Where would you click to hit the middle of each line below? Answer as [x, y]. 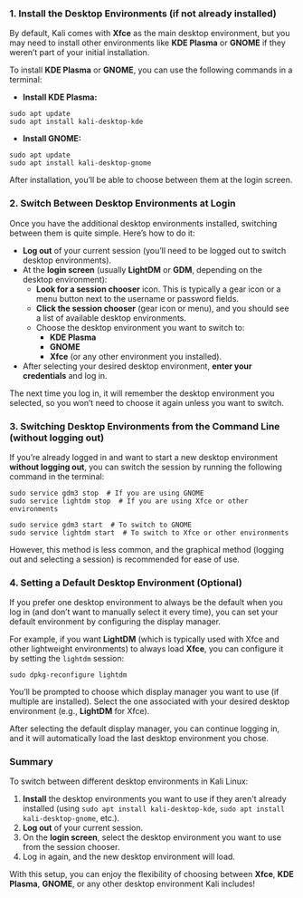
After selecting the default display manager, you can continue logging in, [145, 729]
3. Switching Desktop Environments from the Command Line [145, 426]
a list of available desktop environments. [111, 318]
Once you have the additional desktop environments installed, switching [143, 223]
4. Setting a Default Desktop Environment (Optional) [126, 583]
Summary [32, 762]
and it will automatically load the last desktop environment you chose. [139, 739]
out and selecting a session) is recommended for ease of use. [124, 559]
